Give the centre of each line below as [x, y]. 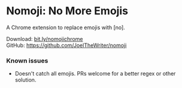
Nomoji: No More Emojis [67, 11]
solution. [25, 80]
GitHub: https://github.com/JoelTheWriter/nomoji [66, 45]
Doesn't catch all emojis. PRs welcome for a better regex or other [95, 74]
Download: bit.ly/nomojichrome [45, 39]
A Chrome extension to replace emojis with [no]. [66, 27]
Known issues [27, 61]
